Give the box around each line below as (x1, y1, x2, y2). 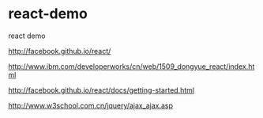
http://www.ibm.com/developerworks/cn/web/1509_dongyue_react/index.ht (8, 61, 255, 71)
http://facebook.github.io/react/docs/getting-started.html (8, 85, 195, 95)
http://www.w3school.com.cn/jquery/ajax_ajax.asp (8, 101, 174, 110)
